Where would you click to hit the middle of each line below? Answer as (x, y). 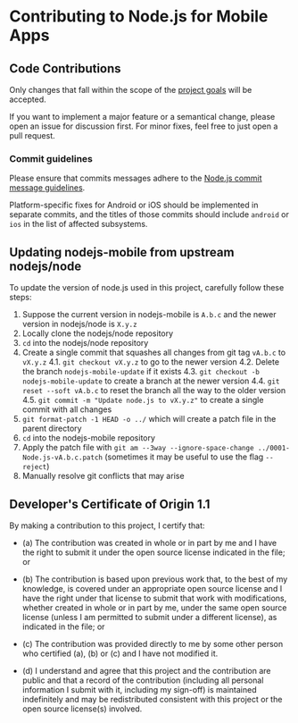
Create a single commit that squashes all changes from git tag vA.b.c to (154, 353)
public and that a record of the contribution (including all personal (143, 680)
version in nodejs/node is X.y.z (79, 324)
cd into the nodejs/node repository (85, 343)
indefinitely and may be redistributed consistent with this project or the (152, 699)
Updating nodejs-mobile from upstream (122, 252)
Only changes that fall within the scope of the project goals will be (131, 90)
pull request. (32, 135)
